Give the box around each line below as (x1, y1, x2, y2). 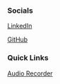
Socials (7, 6, 33, 16)
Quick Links (7, 53, 49, 63)
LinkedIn (7, 22, 32, 30)
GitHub (7, 35, 28, 44)
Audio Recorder (7, 69, 53, 78)
